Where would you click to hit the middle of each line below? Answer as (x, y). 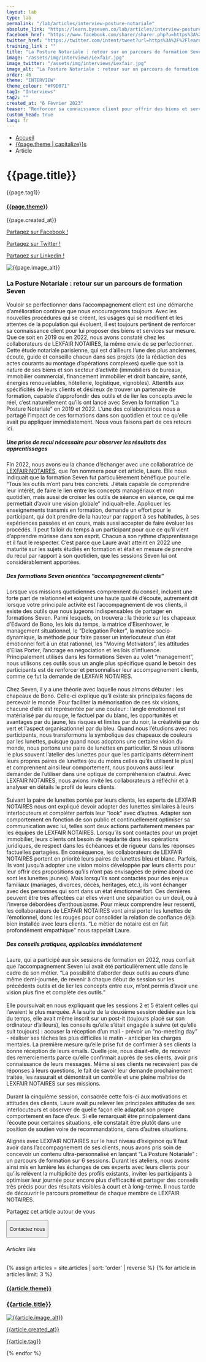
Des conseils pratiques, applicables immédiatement (74, 944)
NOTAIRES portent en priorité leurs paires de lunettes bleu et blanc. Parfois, (102, 858)
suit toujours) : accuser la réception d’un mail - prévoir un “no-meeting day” (102, 1031)
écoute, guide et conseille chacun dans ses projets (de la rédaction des (97, 357)
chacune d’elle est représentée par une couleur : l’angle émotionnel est (96, 709)
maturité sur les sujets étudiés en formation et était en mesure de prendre (99, 549)
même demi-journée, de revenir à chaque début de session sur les (90, 979)
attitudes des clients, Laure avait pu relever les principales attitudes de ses (101, 1103)
